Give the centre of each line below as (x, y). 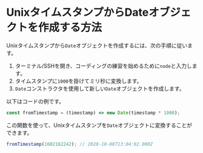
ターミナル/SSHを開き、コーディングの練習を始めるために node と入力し (103, 66)
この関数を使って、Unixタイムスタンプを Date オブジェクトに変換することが (99, 125)
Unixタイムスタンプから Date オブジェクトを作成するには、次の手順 (89, 45)
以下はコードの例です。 (35, 101)
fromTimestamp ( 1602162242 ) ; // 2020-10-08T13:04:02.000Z (80, 144)
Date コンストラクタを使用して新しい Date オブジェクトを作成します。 (100, 88)
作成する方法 (70, 28)
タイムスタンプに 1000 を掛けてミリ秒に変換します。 (78, 81)
